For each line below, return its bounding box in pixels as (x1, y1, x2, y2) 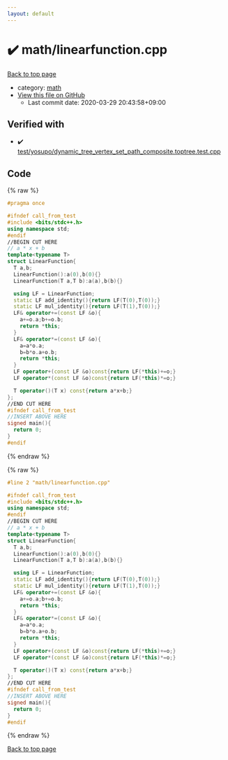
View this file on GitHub (17, 90, 86, 99)
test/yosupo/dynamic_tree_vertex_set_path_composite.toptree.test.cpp (17, 148, 221, 156)
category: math (17, 83, 61, 92)
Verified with (7, 118, 65, 130)
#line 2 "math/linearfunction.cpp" (7, 479, 111, 486)
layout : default (7, 10, 54, 17)
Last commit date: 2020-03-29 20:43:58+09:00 (27, 98, 166, 106)
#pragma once (7, 200, 45, 207)
